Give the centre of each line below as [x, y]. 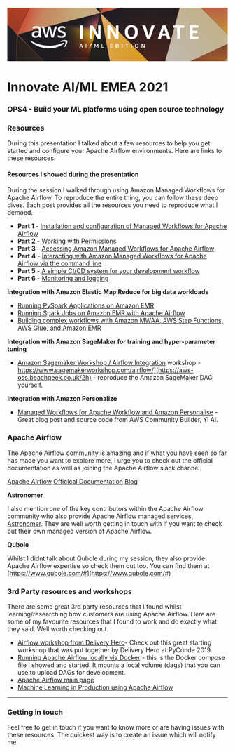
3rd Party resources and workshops [70, 591]
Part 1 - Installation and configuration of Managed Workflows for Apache [122, 226]
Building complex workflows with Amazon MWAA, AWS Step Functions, [120, 320]
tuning [17, 349]
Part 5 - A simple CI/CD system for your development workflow [109, 270]
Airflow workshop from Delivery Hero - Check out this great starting [114, 642]
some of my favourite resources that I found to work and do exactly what [112, 621]
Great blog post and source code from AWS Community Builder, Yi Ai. [117, 419]
